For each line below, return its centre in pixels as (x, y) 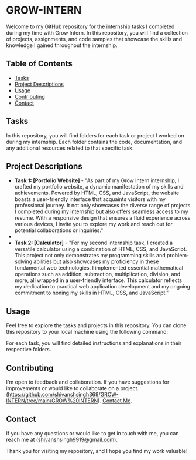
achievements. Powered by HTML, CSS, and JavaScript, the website (97, 193)
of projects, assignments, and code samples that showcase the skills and (94, 39)
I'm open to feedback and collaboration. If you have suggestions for (88, 382)
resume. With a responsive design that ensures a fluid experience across (102, 218)
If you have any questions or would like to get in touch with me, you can (92, 433)
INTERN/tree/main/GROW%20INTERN (52, 401)
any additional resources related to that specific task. (70, 148)
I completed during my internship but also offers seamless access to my (101, 211)
